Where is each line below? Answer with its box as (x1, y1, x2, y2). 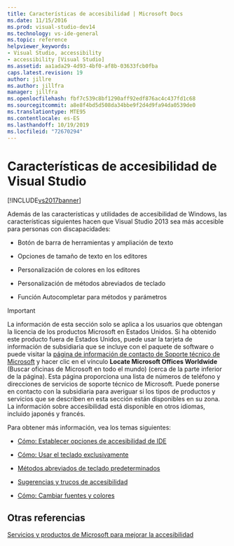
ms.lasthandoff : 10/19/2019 (7, 121, 90, 129)
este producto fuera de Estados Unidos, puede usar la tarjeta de (7, 335, 193, 344)
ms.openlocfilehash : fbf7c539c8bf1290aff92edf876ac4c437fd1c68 (7, 96, 196, 103)
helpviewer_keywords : (7, 43, 71, 50)
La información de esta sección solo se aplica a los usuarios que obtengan (7, 320, 223, 329)
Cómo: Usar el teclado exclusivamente (17, 450, 129, 459)
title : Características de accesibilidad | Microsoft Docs (7, 10, 184, 18)
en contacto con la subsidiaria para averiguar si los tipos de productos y (7, 387, 216, 396)
